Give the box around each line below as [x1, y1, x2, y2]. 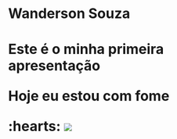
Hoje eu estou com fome [8, 87, 170, 105]
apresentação [8, 57, 100, 75]
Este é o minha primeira [8, 41, 164, 59]
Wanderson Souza [8, 5, 131, 23]
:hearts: [8, 118, 61, 135]
